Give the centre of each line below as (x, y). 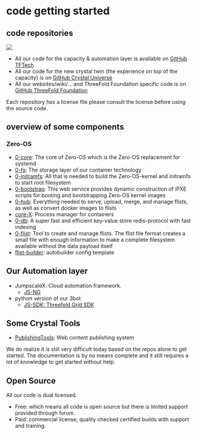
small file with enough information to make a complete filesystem (95, 240)
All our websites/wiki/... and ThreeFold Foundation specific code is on (100, 84)
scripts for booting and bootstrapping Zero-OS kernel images (90, 195)
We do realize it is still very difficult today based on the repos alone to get (96, 349)
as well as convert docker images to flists (66, 208)
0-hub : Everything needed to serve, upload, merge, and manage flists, (101, 201)
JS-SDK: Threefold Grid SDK (59, 304)
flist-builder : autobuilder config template (64, 252)
